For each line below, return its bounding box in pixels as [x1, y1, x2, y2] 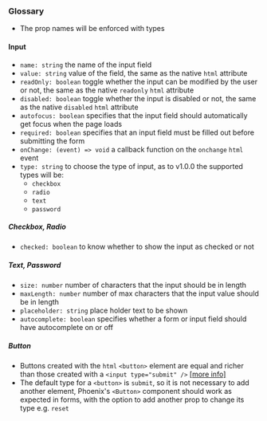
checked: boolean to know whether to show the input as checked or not [19, 242, 255, 252]
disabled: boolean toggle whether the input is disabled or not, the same [19, 93, 257, 103]
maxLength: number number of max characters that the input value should [19, 289, 259, 298]
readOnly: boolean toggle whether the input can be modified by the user [19, 77, 257, 86]
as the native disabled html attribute [19, 102, 139, 112]
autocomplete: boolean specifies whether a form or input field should [19, 314, 247, 324]
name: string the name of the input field [19, 60, 152, 69]
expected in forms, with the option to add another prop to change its [19, 395, 245, 404]
